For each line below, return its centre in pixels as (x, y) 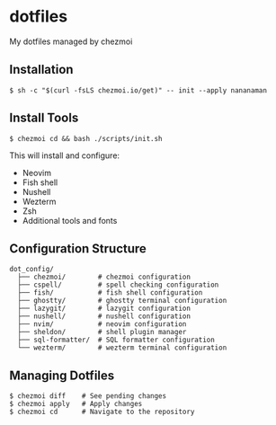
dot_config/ (31, 270)
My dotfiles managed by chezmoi (71, 41)
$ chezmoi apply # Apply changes (76, 404)
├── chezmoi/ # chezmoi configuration (104, 277)
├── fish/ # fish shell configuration (110, 293)
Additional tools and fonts (70, 220)
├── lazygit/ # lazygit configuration (104, 309)
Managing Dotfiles (62, 375)
